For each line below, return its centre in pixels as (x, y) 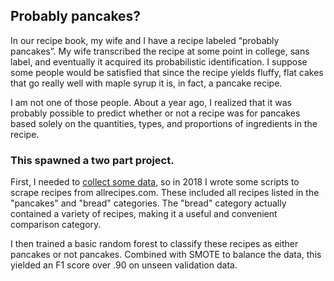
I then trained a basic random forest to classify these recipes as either (154, 244)
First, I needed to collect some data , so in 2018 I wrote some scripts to (155, 182)
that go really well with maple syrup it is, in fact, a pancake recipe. (146, 83)
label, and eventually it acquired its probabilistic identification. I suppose (159, 61)
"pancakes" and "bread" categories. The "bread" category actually (148, 203)
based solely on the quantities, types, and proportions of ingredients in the (164, 123)
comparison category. (56, 225)
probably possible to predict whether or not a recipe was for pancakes (155, 113)
